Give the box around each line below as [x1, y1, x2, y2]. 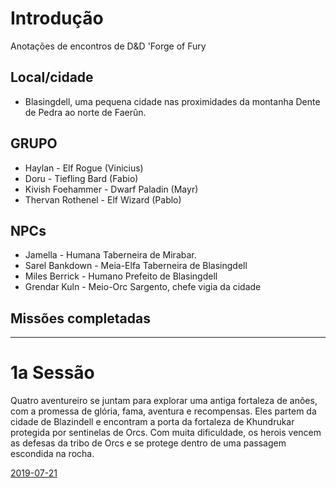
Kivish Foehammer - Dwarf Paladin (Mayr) [24, 183, 199, 195]
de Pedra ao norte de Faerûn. [24, 106, 147, 118]
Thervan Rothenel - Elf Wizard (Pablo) [24, 193, 182, 206]
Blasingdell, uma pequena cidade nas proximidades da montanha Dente [24, 95, 321, 107]
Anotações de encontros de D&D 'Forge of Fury [10, 40, 207, 52]
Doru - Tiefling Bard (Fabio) [24, 172, 139, 184]
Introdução [10, 7, 104, 30]
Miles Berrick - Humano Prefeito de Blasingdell [24, 270, 218, 282]
